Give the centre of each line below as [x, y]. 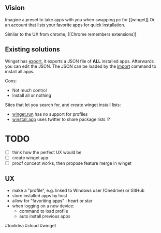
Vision [15, 8]
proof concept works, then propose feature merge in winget [72, 163]
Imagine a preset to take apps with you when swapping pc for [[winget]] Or [80, 19]
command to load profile [44, 211]
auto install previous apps [45, 216]
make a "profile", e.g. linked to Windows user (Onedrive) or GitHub [78, 190]
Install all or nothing [32, 95]
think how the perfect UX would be [47, 152]
